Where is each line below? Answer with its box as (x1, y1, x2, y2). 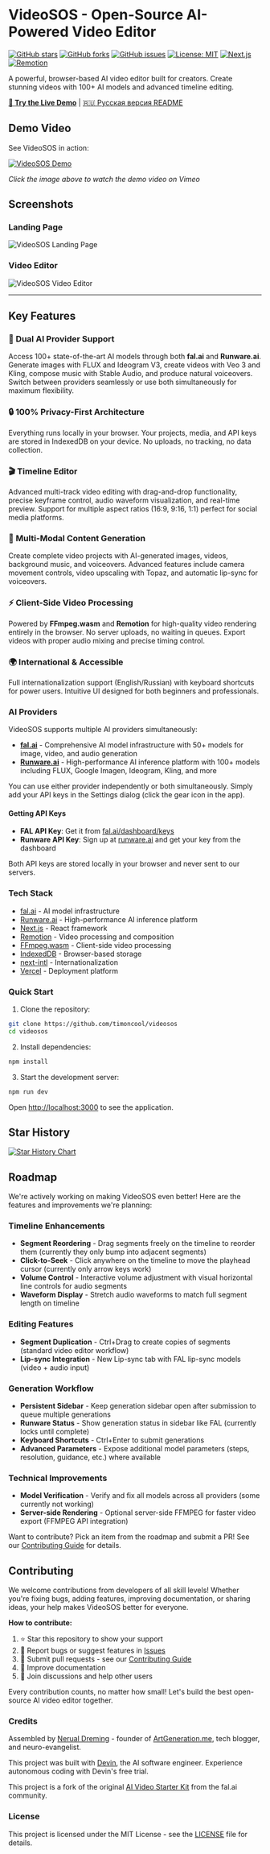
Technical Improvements (8, 1472, 108, 1484)
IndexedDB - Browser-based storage (19, 949, 142, 958)
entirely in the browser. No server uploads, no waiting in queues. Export (8, 627, 246, 637)
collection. (8, 445, 43, 454)
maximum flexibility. (8, 386, 75, 395)
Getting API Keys (8, 808, 67, 818)
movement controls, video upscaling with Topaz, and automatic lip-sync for (8, 568, 259, 577)
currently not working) (19, 1500, 95, 1509)
